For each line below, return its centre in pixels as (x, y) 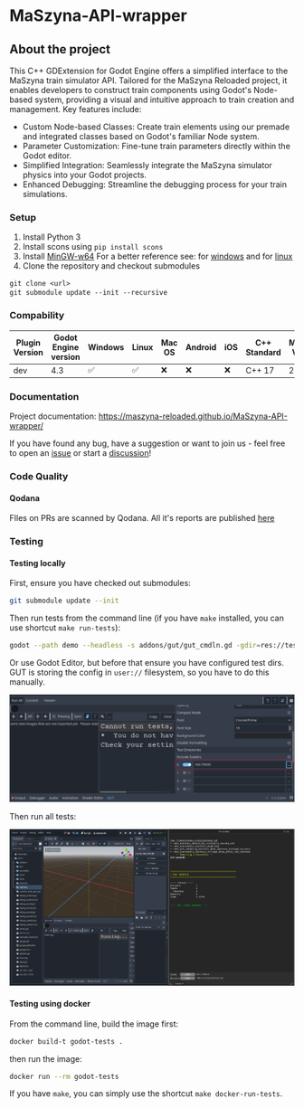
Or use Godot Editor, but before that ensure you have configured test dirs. (147, 663)
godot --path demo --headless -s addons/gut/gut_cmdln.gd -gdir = (135, 646)
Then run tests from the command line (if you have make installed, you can (147, 618)
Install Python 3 (52, 237)
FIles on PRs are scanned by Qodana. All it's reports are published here (142, 518)
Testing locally (38, 563)
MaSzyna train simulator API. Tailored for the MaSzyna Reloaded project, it (148, 80)
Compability (37, 316)
